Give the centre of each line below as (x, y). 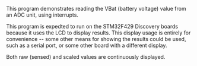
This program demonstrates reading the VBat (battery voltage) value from (96, 9)
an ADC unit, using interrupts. (42, 15)
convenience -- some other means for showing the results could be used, (96, 39)
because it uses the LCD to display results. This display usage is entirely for (99, 33)
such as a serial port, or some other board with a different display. (87, 45)
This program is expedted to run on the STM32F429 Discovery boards (92, 26)
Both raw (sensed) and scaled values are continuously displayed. (86, 57)
